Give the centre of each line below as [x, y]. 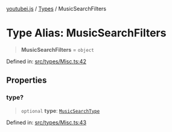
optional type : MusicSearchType [60, 110]
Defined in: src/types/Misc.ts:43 [46, 122]
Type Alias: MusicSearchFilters [86, 33]
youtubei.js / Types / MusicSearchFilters [56, 9]
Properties [27, 80]
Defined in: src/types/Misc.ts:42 [46, 61]
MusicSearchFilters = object [58, 49]
